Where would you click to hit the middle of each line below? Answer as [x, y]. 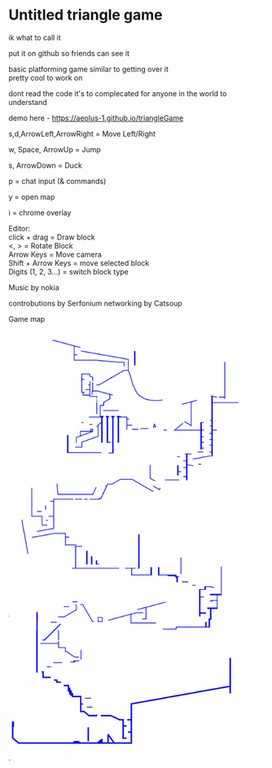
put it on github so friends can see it [69, 53]
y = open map [32, 196]
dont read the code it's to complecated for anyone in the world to [118, 93]
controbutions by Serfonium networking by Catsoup [95, 303]
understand [28, 102]
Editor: [20, 228]
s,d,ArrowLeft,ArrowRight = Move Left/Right [82, 134]
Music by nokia [34, 287]
